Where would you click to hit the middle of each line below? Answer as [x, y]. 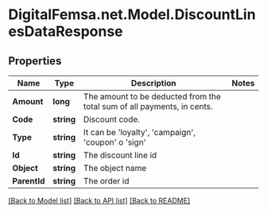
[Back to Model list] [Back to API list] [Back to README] [99, 201]
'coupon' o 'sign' [115, 142]
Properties [35, 61]
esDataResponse [66, 31]
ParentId [29, 181]
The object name [115, 168]
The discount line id [120, 155]
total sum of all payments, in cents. [148, 106]
